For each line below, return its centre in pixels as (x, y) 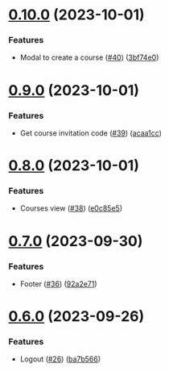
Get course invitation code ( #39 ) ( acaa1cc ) (91, 133)
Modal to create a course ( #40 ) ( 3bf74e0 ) (89, 57)
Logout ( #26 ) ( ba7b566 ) (60, 359)
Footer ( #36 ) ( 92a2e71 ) (59, 283)
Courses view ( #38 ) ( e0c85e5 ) (71, 208)
